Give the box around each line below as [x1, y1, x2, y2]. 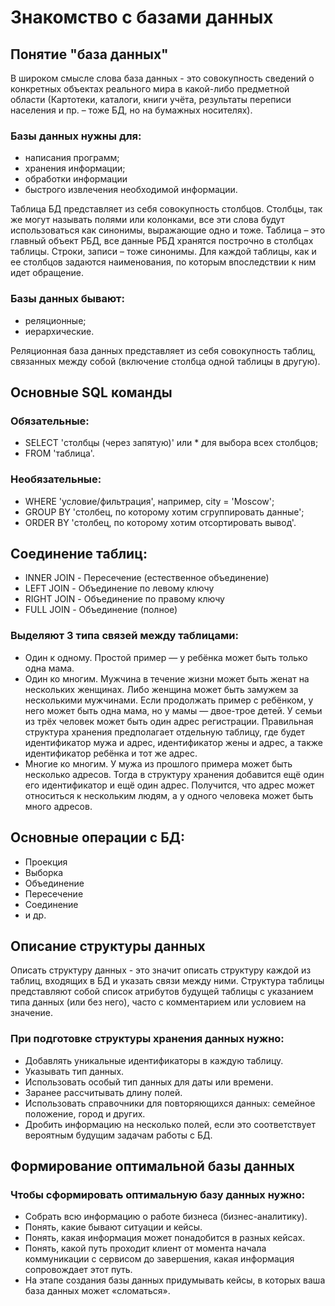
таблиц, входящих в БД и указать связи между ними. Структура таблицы [10, 975, 325, 987]
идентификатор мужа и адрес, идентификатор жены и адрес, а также [24, 736, 323, 748]
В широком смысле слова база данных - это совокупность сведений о [10, 72, 315, 84]
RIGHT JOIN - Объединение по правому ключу [24, 593, 225, 605]
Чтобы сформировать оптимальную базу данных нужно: [10, 1187, 306, 1201]
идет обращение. [10, 267, 84, 279]
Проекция [24, 856, 68, 868]
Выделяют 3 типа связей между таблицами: [10, 629, 239, 643]
